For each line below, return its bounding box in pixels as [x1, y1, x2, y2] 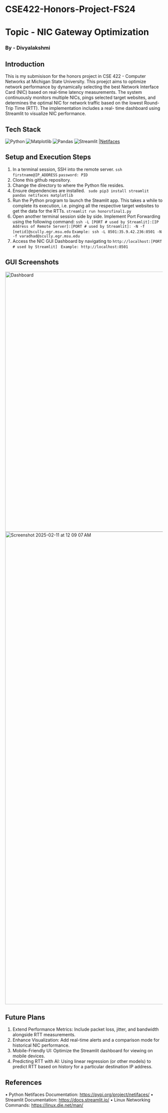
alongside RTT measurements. [12, 1032, 76, 1038]
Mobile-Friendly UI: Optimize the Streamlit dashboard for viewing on [12, 1048, 153, 1054]
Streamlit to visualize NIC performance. [5, 110, 86, 116]
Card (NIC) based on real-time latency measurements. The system [5, 89, 142, 95]
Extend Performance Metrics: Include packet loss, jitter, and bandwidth [12, 1026, 159, 1032]
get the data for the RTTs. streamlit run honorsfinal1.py [12, 208, 131, 214]
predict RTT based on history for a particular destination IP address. [12, 1064, 152, 1070]
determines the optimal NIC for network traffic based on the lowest [5, 100, 143, 106]
